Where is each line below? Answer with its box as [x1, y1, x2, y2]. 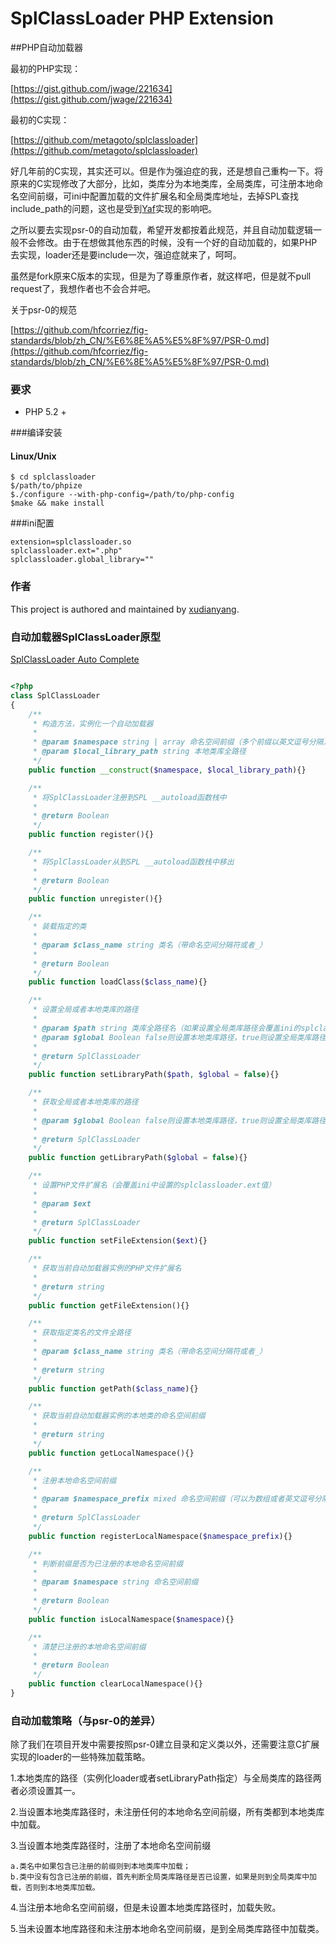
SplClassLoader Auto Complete [10, 653, 140, 666]
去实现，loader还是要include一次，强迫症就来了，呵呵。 [10, 248, 242, 261]
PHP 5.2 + [24, 406, 67, 418]
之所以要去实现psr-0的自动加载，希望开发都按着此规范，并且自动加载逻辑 [10, 223, 313, 236]
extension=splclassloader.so [10, 537, 132, 547]
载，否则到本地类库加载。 [10, 1883, 100, 1893]
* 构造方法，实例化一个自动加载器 [32, 718, 154, 729]
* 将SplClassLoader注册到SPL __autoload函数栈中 [32, 792, 227, 802]
